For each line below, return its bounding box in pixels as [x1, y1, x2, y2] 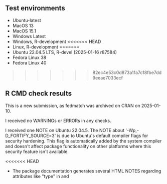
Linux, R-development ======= [12, 43, 80, 49]
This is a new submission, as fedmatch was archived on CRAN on [5, 102, 140, 108]
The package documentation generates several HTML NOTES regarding [12, 167, 161, 174]
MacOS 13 [12, 22, 34, 28]
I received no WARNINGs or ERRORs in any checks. [5, 117, 111, 123]
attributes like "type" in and [12, 173, 69, 179]
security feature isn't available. [5, 148, 69, 154]
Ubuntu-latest [12, 17, 41, 23]
